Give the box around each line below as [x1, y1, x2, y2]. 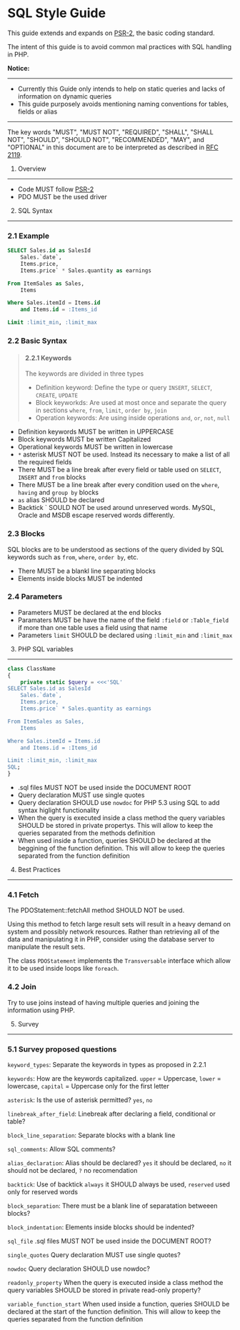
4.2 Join [7, 982, 37, 992]
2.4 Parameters [7, 591, 63, 601]
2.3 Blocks [7, 529, 45, 539]
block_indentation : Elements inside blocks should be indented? [7, 1223, 195, 1231]
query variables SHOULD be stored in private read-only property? [7, 1286, 201, 1294]
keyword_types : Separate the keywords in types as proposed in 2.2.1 [7, 1060, 206, 1069]
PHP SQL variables [17, 644, 74, 653]
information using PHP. [7, 1006, 75, 1014]
